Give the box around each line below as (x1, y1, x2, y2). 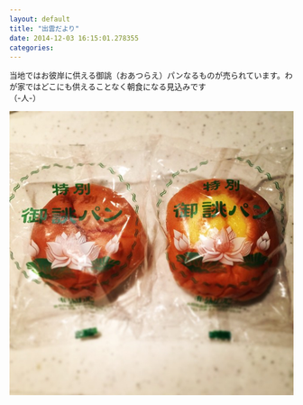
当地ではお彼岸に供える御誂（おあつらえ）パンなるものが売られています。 (9, 70, 286, 81)
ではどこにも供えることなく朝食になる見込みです (24, 81, 207, 92)
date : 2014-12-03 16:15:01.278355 (9, 33, 140, 42)
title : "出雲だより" (9, 23, 79, 33)
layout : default (9, 14, 70, 23)
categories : (9, 43, 54, 52)
